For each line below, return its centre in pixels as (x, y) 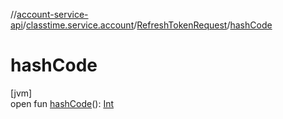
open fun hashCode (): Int (62, 103)
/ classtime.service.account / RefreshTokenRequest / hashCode (147, 25)
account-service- (52, 14)
